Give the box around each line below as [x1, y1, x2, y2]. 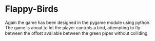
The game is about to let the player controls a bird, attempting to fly [5, 24, 140, 30]
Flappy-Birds [5, 3, 58, 15]
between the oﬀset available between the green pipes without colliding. [5, 30, 149, 36]
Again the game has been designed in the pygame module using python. [5, 20, 151, 25]
